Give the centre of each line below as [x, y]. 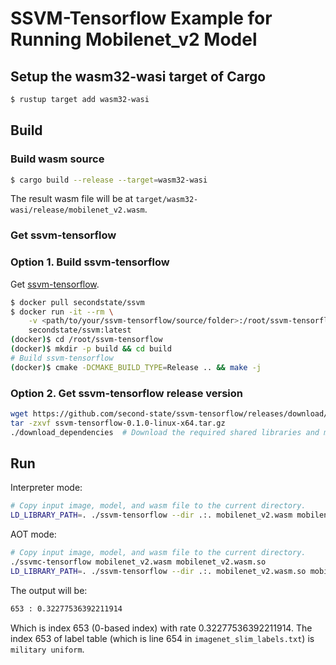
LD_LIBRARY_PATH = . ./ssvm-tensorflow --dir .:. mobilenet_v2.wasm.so [158, 571]
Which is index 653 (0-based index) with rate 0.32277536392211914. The [161, 628]
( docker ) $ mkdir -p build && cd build [91, 349]
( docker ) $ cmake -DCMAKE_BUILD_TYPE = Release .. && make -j [136, 367]
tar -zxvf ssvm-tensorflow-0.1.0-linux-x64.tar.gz [118, 423]
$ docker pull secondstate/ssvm [77, 302]
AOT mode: [33, 534]
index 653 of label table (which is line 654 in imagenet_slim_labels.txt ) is [162, 638]
